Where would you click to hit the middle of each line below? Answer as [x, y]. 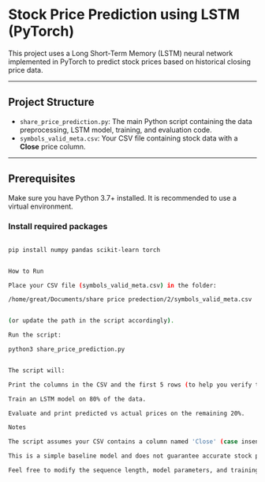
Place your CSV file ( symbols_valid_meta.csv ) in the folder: [112, 285]
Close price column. [52, 146]
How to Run [26, 271]
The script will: [37, 370]
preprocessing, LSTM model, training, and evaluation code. [116, 130]
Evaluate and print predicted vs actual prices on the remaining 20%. [127, 413]
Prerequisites [42, 179]
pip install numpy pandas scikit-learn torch [84, 250]
